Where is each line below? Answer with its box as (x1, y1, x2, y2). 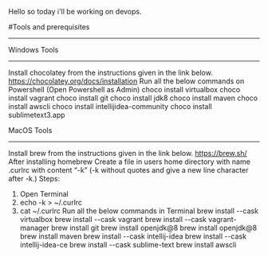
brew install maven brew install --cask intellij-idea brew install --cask (19, 232, 247, 241)
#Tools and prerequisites (8, 22, 90, 31)
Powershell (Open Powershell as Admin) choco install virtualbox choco (8, 85, 241, 94)
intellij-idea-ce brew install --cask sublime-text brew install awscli (19, 240, 237, 249)
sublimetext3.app (8, 111, 65, 119)
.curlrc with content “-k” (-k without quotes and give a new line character (8, 165, 249, 174)
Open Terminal (19, 189, 69, 198)
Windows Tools (8, 45, 59, 54)
